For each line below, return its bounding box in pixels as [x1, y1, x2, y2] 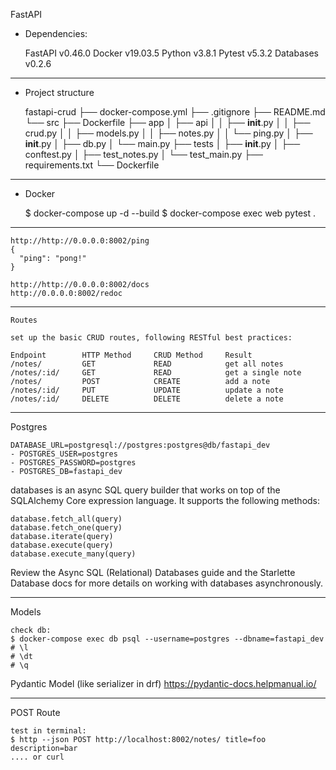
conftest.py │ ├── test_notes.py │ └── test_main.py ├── [24, 149, 263, 160]
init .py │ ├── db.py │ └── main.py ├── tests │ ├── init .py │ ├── [24, 138, 301, 149]
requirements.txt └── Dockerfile [24, 159, 160, 171]
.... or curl [10, 752, 65, 762]
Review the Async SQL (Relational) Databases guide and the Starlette [10, 567, 296, 578]
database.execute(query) [10, 540, 114, 550]
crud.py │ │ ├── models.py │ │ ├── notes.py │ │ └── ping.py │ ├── [24, 127, 313, 139]
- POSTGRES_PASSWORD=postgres [10, 458, 137, 468]
